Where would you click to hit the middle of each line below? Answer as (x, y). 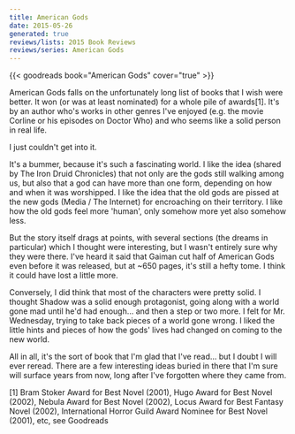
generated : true (39, 34)
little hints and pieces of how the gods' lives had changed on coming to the (146, 330)
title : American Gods (49, 17)
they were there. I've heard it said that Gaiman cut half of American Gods (142, 256)
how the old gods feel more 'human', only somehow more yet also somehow (148, 211)
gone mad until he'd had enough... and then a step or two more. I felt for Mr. (147, 311)
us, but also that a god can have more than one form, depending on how (140, 183)
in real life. (28, 130)
